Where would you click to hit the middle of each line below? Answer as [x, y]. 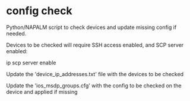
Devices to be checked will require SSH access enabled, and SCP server [95, 45]
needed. [16, 33]
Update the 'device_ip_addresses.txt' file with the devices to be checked [95, 74]
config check [39, 11]
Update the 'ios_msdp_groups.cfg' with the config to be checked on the [94, 85]
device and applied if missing [42, 92]
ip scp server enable [31, 63]
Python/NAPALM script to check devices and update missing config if [91, 27]
